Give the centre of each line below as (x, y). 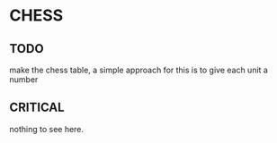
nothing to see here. (46, 129)
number (24, 80)
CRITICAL (37, 108)
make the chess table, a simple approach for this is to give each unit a (138, 70)
